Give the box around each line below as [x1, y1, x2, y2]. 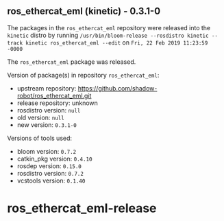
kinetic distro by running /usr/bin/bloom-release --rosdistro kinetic [7, 31, 209, 39]
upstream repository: [16, 84, 77, 92]
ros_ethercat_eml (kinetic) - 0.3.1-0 [7, 5, 161, 17]
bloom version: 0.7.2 [16, 147, 77, 155]
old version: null [16, 113, 65, 121]
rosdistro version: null [16, 106, 81, 114]
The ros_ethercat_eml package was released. [7, 58, 136, 66]
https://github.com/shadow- [77, 84, 158, 92]
